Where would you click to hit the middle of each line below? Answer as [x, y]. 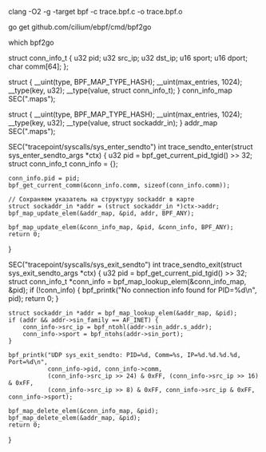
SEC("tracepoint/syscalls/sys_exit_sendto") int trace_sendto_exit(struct [125, 264]
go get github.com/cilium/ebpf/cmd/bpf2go [80, 27]
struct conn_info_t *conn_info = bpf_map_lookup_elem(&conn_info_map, [127, 282]
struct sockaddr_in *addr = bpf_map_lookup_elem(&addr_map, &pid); [123, 313]
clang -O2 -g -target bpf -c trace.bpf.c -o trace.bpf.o [95, 12]
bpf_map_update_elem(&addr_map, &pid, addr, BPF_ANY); [101, 213]
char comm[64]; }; [39, 66]
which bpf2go [31, 42]
